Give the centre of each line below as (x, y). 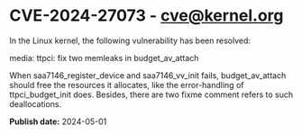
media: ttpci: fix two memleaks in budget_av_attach (104, 58)
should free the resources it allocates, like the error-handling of (127, 85)
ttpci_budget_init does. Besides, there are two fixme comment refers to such (151, 94)
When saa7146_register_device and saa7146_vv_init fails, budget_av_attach (148, 75)
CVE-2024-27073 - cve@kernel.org (146, 16)
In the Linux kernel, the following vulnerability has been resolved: (130, 40)
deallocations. (35, 103)
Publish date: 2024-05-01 (58, 121)
